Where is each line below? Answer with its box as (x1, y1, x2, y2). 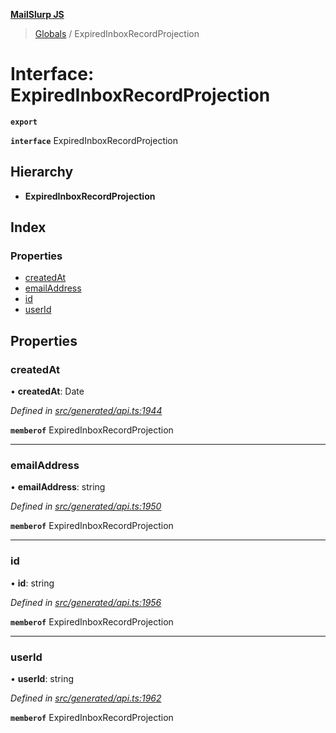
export (10, 117, 38, 127)
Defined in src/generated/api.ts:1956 (10, 596, 162, 608)
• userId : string (10, 673, 74, 685)
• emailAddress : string (10, 481, 106, 493)
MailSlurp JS (10, 9, 65, 20)
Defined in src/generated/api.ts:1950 (10, 500, 162, 513)
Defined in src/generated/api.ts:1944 (10, 405, 163, 417)
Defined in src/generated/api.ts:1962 (10, 692, 162, 704)
